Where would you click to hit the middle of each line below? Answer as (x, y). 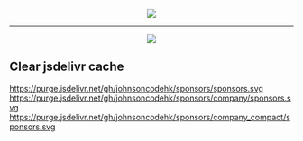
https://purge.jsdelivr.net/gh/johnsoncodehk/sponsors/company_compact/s (150, 117)
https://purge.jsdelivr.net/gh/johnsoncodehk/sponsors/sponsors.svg (137, 88)
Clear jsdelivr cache (67, 67)
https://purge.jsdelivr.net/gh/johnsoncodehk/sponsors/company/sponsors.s (150, 98)
